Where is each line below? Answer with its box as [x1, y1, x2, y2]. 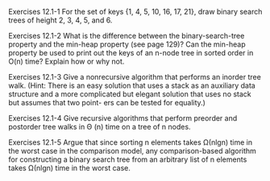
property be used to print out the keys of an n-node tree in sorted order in [8, 48, 254, 57]
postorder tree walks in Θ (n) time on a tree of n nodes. [8, 122, 191, 131]
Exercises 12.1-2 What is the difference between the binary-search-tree [8, 31, 245, 40]
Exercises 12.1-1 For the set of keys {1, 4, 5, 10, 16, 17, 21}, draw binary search [8, 7, 263, 16]
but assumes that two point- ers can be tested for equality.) [8, 98, 206, 107]
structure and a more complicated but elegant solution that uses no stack [8, 89, 251, 99]
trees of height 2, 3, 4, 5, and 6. [8, 15, 113, 25]
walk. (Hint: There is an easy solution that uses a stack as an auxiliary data [8, 80, 255, 90]
